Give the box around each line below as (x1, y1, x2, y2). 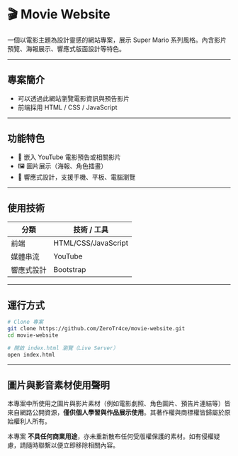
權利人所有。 (13, 417, 51, 425)
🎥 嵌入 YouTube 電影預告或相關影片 (17, 153, 122, 161)
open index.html (7, 351, 55, 358)
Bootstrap (53, 265, 86, 275)
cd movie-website (7, 332, 59, 339)
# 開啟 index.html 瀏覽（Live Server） (7, 344, 119, 352)
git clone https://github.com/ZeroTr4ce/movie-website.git (7, 325, 186, 332)
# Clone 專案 (7, 318, 44, 326)
